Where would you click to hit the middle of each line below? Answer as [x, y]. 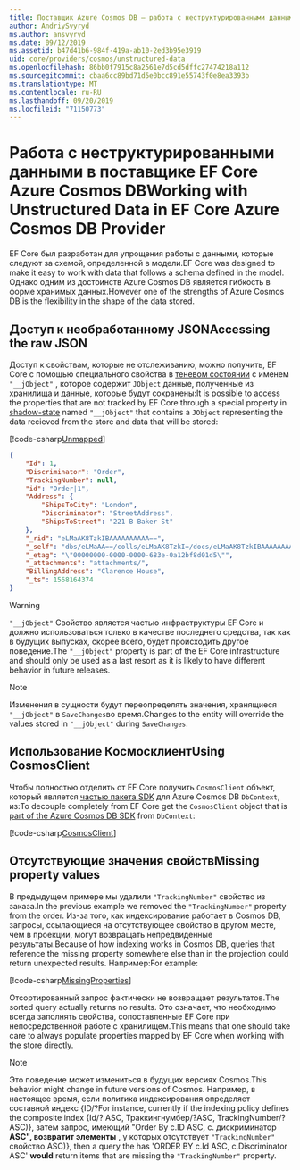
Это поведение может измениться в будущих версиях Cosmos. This [138, 1079]
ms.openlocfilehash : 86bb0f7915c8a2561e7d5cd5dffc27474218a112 [129, 68]
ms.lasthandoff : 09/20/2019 [62, 100]
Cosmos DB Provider [87, 229]
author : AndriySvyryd [50, 26]
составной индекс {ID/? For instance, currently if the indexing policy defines [150, 1107]
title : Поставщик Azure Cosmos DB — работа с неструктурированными [137, 17]
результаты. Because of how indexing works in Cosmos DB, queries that [142, 944]
